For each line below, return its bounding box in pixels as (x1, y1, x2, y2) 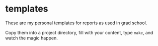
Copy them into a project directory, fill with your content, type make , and (5, 29, 153, 35)
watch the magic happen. (5, 35, 58, 41)
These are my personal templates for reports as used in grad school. (5, 20, 147, 26)
